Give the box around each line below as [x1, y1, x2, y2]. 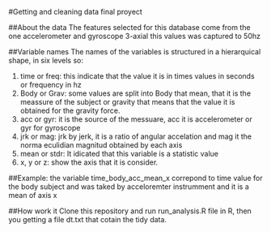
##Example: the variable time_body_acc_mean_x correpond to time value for [8, 174, 263, 183]
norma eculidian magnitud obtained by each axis [19, 140, 183, 149]
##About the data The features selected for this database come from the [8, 23, 251, 32]
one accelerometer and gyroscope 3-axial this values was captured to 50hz [8, 32, 261, 41]
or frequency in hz [19, 80, 83, 89]
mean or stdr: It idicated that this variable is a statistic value [19, 149, 218, 158]
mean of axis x [8, 191, 58, 200]
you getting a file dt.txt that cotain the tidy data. [8, 215, 167, 224]
